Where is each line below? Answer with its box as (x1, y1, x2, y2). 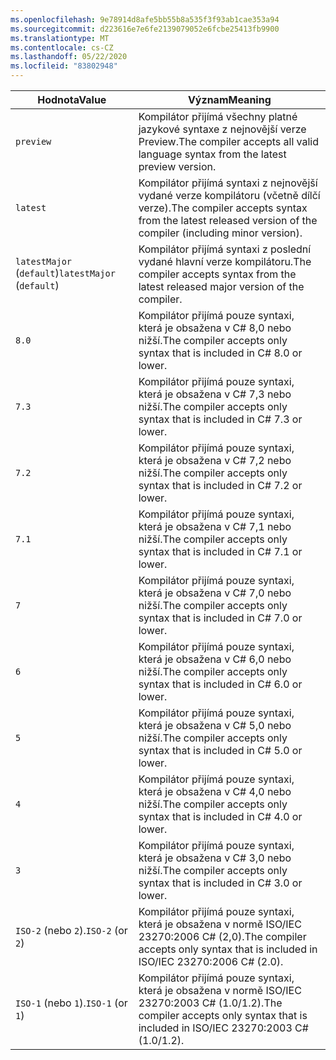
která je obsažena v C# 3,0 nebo (138, 851, 292, 865)
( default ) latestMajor (15, 266, 116, 280)
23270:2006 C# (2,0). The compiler (138, 930, 307, 943)
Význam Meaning (187, 93, 272, 106)
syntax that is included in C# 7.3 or (138, 412, 303, 426)
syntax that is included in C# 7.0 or (138, 611, 303, 625)
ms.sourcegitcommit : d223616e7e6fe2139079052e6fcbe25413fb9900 (10, 24, 280, 34)
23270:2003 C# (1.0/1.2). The (138, 996, 283, 1010)
